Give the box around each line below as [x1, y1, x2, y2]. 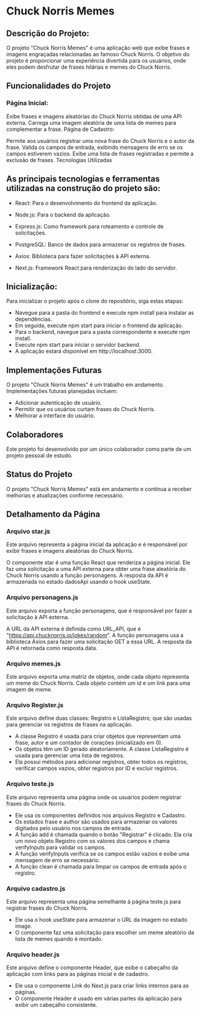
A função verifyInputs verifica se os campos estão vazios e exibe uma [14, 850, 190, 857]
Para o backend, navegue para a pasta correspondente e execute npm [14, 329, 191, 336]
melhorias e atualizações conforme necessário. [6, 491, 124, 499]
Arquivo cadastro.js [6, 884, 66, 893]
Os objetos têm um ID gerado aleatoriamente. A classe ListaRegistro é [14, 746, 189, 753]
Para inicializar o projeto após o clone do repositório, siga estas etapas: [6, 297, 184, 305]
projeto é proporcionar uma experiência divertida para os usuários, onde [6, 57, 187, 64]
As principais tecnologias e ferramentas [6, 174, 160, 184]
